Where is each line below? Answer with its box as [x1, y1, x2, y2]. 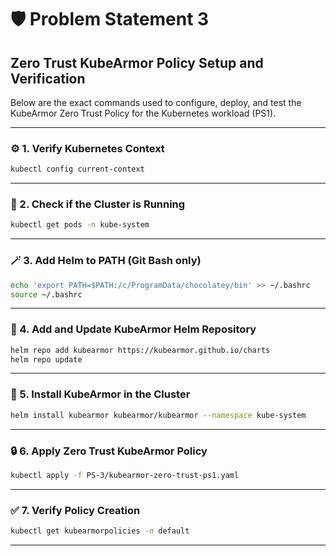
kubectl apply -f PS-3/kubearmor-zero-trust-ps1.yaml [10, 470, 240, 480]
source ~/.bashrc [10, 289, 83, 300]
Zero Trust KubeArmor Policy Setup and [10, 54, 264, 71]
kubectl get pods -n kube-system [10, 220, 150, 230]
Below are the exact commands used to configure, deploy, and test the [10, 97, 302, 108]
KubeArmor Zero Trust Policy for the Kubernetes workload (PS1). [10, 107, 277, 119]
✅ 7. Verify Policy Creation [10, 503, 141, 517]
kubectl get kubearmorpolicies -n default [10, 526, 190, 536]
